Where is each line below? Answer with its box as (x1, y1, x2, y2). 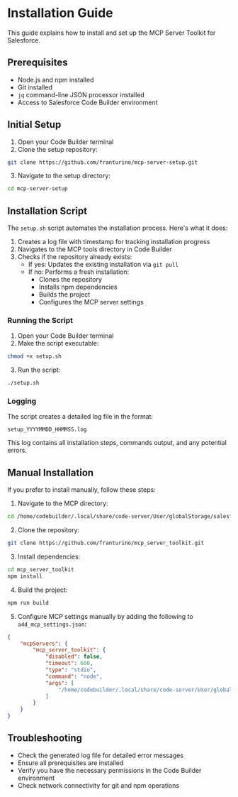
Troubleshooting (7, 732, 83, 744)
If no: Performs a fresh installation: (28, 268, 130, 276)
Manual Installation (7, 466, 94, 478)
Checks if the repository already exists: (17, 253, 132, 261)
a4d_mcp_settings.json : (17, 620, 87, 628)
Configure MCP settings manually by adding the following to (17, 612, 193, 620)
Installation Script (7, 204, 87, 217)
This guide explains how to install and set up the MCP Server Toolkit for (7, 28, 216, 37)
